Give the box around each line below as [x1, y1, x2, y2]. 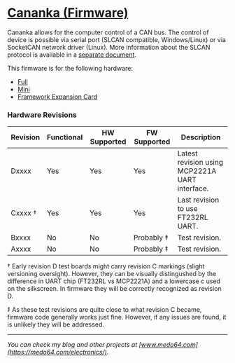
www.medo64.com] [141, 341, 198, 349]
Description [180, 132, 221, 142]
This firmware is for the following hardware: [7, 64, 133, 72]
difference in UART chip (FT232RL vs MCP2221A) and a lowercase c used [7, 277, 220, 285]
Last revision [177, 195, 220, 205]
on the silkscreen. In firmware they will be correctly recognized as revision [7, 285, 222, 293]
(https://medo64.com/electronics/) [7, 348, 107, 357]
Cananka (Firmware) [7, 5, 129, 21]
